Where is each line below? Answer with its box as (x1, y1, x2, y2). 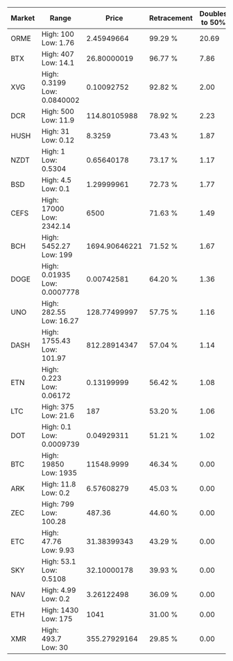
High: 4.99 (41, 585, 76, 595)
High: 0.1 (41, 422, 71, 432)
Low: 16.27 (41, 316, 80, 325)
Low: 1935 (41, 468, 78, 478)
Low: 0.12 (41, 136, 75, 145)
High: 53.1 (41, 557, 76, 566)
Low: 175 (41, 614, 73, 623)
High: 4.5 (41, 175, 71, 185)
